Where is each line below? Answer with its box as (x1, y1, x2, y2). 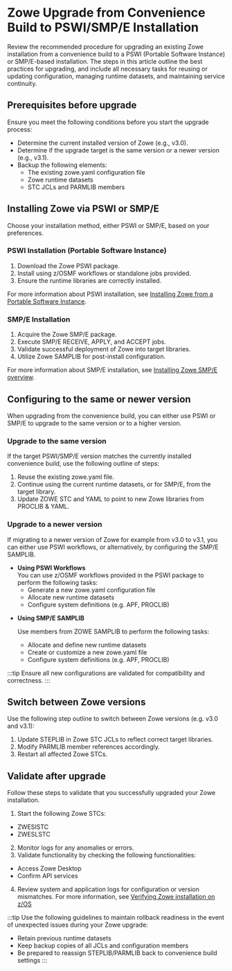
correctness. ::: (7, 676, 51, 684)
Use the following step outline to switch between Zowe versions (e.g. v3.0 (7, 715, 218, 723)
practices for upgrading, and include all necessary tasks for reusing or (7, 64, 208, 73)
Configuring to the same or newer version (7, 393, 191, 405)
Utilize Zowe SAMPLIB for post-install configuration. (17, 352, 166, 361)
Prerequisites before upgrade (7, 99, 137, 112)
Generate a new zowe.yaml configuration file (27, 586, 156, 594)
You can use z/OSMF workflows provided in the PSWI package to (17, 570, 204, 579)
